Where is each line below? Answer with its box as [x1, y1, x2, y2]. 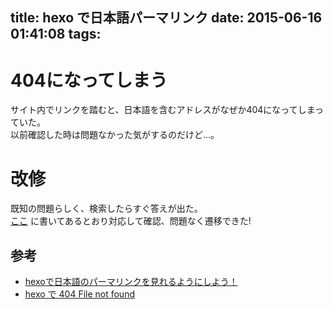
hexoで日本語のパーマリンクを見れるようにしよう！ [24, 276, 238, 288]
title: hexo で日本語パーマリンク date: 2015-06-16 [10, 9, 323, 27]
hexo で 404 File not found [24, 288, 135, 300]
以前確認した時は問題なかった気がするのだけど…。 [10, 129, 220, 141]
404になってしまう [10, 69, 168, 92]
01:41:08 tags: [10, 26, 102, 43]
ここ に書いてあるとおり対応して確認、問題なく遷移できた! [10, 215, 252, 227]
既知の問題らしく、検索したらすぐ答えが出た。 [10, 203, 203, 215]
